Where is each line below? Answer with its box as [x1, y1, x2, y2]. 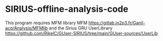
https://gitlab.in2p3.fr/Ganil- [88, 20, 145, 26]
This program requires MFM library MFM [5, 20, 88, 26]
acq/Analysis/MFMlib [5, 25, 48, 31]
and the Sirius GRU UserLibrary [49, 25, 113, 31]
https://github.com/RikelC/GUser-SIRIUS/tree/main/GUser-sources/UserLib [5, 30, 158, 36]
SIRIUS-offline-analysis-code [5, 3, 129, 15]
